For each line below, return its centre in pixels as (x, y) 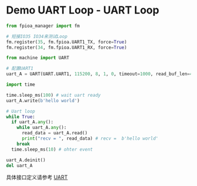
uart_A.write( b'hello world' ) (43, 100)
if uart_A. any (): (33, 122)
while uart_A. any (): (42, 128)
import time (21, 85)
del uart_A (19, 165)
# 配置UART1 (20, 69)
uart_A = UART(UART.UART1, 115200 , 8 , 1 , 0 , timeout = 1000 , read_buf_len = (98, 74)
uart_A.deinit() (26, 160)
